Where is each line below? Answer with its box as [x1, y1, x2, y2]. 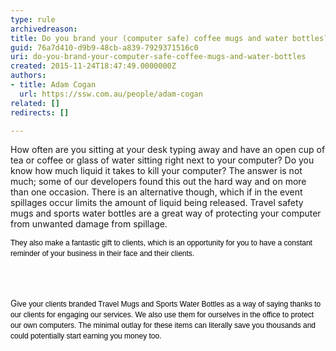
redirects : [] [10, 107, 70, 118]
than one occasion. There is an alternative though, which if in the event [10, 186, 303, 198]
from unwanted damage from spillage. [10, 218, 168, 230]
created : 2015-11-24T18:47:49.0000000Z [10, 61, 177, 71]
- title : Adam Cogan [10, 80, 97, 90]
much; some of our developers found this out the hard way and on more [10, 176, 307, 188]
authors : [10, 71, 47, 81]
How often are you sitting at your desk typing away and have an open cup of [10, 144, 326, 156]
